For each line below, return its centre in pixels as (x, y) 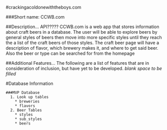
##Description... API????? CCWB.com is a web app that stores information (82, 27)
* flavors (25, 106)
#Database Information (29, 83)
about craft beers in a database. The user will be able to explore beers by (81, 32)
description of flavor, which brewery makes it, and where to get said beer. (82, 48)
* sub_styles (28, 119)
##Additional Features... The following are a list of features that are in (77, 63)
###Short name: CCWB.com (35, 17)
